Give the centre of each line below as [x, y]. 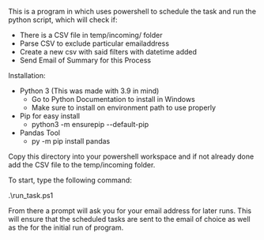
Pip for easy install [50, 116]
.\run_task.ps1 [31, 195]
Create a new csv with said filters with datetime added [108, 52]
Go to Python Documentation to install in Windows [113, 99]
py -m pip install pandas [71, 141]
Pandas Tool [40, 133]
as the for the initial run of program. [66, 227]
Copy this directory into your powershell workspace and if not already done [131, 156]
